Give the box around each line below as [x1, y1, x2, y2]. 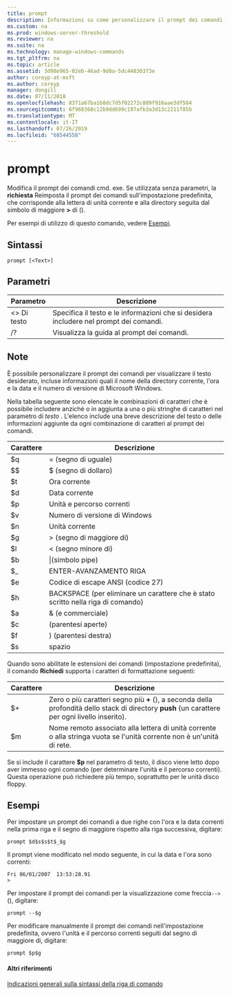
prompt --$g [7, 910, 41, 917]
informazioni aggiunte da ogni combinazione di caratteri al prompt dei [7, 419, 205, 427]
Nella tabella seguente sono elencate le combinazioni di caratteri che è [7, 397, 208, 406]
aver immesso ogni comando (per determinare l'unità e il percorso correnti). [7, 765, 222, 774]
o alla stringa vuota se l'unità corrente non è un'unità [49, 732, 219, 741]
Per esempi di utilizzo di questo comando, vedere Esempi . [7, 219, 172, 228]
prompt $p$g [7, 950, 41, 956]
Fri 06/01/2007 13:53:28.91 [7, 871, 91, 878]
